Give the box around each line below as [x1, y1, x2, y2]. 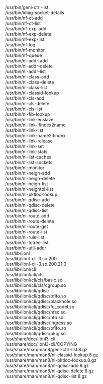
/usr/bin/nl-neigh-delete [5, 176, 55, 181]
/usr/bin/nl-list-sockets [5, 160, 53, 165]
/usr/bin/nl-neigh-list [5, 181, 48, 187]
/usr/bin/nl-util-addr [5, 245, 47, 251]
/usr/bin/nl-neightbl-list [5, 186, 54, 192]
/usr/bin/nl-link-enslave [5, 117, 54, 122]
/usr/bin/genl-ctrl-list [5, 5, 49, 10]
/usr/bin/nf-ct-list [5, 20, 41, 26]
